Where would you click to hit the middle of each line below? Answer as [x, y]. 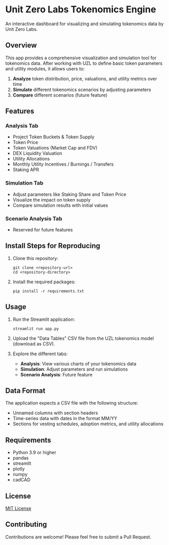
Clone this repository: [35, 258]
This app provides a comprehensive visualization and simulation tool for [81, 58]
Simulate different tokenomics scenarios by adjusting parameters [82, 89]
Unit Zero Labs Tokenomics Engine [81, 10]
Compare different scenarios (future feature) [60, 95]
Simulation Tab [24, 183]
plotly [19, 469]
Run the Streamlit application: [44, 319]
